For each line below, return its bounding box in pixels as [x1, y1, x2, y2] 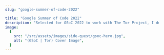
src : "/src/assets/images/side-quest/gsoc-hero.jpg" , [14, 34, 125, 39]
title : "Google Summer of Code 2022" [5, 15, 82, 21]
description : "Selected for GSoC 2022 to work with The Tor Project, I [5, 20, 154, 25]
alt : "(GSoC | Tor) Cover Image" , [14, 38, 84, 43]
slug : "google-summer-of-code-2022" [5, 7, 80, 12]
